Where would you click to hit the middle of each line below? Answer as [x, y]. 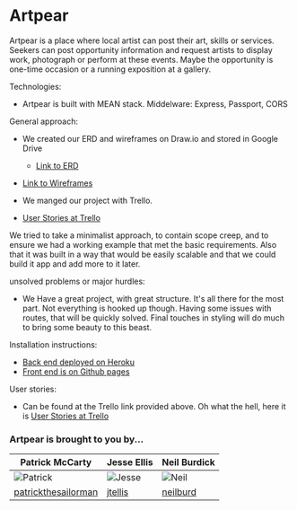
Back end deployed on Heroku [79, 362]
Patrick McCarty [56, 462]
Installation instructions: [53, 344]
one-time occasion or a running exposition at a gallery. [110, 69]
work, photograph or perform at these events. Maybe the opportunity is [141, 59]
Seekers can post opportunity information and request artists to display [141, 49]
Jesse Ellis [130, 462]
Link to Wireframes [57, 183]
